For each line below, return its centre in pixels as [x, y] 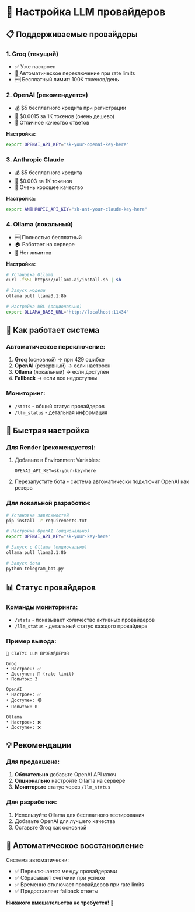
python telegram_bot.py [35, 569]
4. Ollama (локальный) [39, 225]
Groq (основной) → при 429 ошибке [60, 360]
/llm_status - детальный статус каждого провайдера [81, 626]
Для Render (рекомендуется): [51, 448]
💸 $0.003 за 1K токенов [43, 181]
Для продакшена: [33, 762]
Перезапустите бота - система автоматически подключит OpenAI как [102, 481]
